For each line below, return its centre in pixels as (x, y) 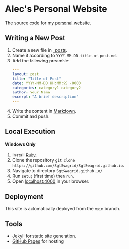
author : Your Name (31, 93)
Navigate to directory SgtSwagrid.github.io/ (57, 171)
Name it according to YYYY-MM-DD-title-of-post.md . (64, 55)
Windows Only (20, 144)
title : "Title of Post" (37, 79)
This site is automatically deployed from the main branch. (63, 209)
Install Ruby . (25, 155)
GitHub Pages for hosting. (38, 241)
